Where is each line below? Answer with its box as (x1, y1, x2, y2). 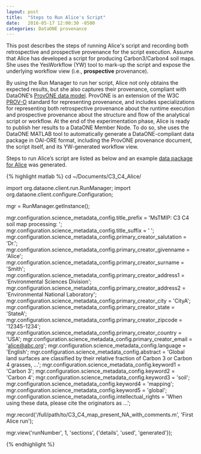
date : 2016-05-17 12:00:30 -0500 (6, 20, 95, 26)
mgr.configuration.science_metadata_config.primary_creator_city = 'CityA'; (6, 297, 191, 304)
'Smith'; (6, 265, 26, 272)
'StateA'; (6, 310, 27, 317)
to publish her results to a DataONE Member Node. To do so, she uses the (6, 124, 189, 131)
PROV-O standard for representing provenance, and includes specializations (6, 99, 195, 106)
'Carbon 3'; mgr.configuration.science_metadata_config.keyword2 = (6, 367, 175, 375)
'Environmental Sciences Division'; (6, 278, 92, 286)
